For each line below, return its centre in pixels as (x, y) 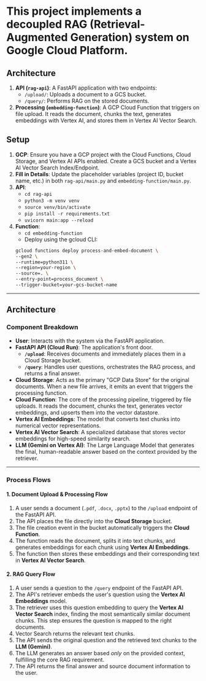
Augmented (37, 37)
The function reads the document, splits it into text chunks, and (95, 540)
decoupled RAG (47, 24)
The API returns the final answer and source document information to (103, 666)
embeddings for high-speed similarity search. (73, 438)
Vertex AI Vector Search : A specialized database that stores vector (100, 432)
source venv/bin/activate (57, 207)
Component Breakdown (42, 327)
